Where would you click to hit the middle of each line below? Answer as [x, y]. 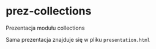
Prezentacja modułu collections [45, 28]
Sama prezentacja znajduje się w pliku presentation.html [78, 39]
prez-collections [49, 11]
